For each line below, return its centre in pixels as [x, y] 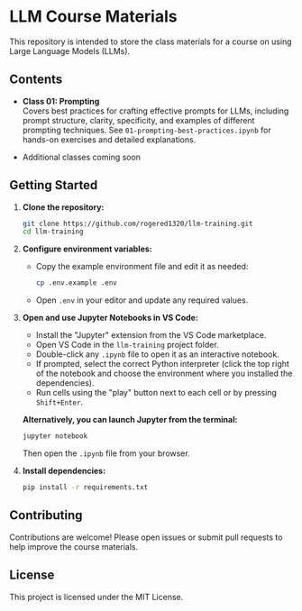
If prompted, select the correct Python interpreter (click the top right [163, 364]
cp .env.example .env [76, 283]
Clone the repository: [63, 207]
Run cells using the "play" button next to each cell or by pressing [156, 393]
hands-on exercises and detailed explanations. [109, 139]
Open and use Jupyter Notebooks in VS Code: [110, 318]
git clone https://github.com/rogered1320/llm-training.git [137, 223]
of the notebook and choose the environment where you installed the [164, 374]
